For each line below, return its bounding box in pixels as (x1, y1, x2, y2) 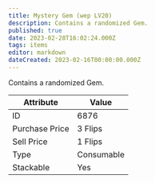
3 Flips (77, 123, 102, 134)
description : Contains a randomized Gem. (8, 19, 149, 27)
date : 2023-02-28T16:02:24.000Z (8, 33, 116, 42)
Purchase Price (12, 123, 70, 134)
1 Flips (77, 136, 102, 147)
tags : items (8, 41, 48, 49)
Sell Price (12, 136, 48, 147)
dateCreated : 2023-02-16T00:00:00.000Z (8, 56, 141, 64)
